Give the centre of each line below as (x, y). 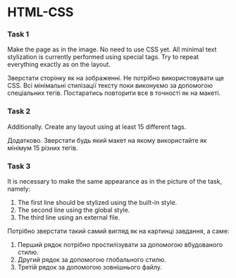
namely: (19, 189)
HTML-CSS (41, 12)
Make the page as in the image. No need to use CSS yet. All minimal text (112, 49)
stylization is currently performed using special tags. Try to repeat (103, 57)
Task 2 (19, 111)
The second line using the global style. (74, 210)
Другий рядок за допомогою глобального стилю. (92, 260)
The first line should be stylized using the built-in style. (97, 203)
